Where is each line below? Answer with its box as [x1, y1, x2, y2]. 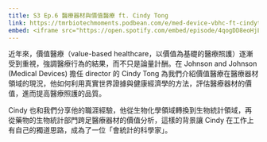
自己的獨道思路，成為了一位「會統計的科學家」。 [14, 125, 172, 135]
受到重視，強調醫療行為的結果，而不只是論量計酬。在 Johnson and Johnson [8, 59, 257, 68]
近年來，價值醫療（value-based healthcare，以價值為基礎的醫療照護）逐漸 [8, 49, 253, 59]
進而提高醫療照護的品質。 [21, 89, 106, 98]
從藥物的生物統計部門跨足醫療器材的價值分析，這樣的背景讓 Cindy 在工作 [8, 116, 248, 125]
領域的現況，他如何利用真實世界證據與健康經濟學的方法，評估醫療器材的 [8, 79, 245, 88]
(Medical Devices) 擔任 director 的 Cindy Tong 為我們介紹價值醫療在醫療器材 [8, 69, 259, 79]
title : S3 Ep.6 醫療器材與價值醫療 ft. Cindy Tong [8, 11, 168, 20]
